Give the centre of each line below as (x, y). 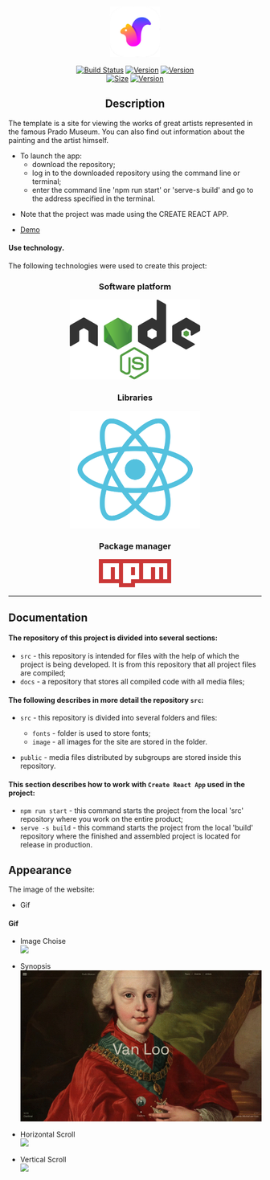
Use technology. (37, 248)
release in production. (56, 845)
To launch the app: (51, 156)
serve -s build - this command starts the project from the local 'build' (137, 828)
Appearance (40, 870)
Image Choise (43, 941)
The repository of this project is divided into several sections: (113, 638)
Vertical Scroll (43, 1159)
